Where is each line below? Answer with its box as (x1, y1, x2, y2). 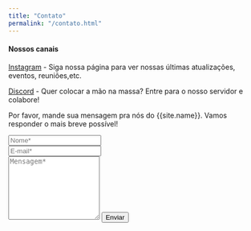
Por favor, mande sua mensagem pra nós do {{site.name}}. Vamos (8, 110, 227, 120)
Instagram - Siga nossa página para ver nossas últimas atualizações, (8, 62, 236, 72)
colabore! (8, 94, 40, 105)
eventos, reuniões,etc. (8, 70, 82, 80)
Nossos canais (8, 44, 59, 54)
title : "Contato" (8, 11, 67, 20)
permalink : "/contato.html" (8, 19, 103, 27)
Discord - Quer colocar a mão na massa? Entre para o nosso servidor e (8, 86, 243, 96)
